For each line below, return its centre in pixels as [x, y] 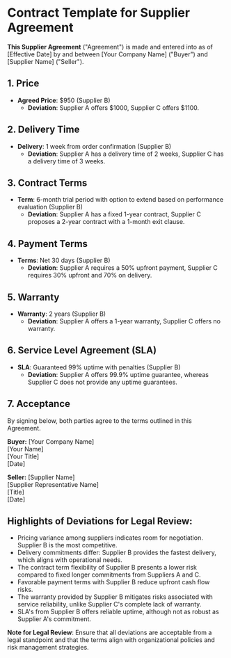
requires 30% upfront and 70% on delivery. [90, 275]
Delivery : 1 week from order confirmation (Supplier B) [94, 146]
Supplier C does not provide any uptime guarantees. [102, 382]
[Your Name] [25, 449]
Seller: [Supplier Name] [41, 477]
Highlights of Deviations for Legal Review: [100, 521]
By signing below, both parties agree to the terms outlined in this [100, 420]
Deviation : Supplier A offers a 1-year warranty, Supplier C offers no [124, 321]
